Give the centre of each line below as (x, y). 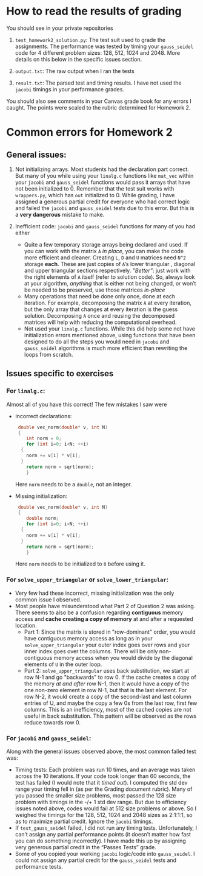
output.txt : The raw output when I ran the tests (75, 71)
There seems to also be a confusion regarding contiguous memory (99, 612)
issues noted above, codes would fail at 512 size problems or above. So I (106, 808)
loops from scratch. (48, 354)
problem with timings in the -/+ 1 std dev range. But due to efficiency (101, 802)
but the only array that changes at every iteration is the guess (101, 309)
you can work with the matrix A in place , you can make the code (104, 251)
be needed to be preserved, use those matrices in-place (95, 290)
